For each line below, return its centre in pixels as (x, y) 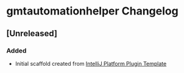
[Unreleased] (32, 33)
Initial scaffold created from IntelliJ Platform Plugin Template (91, 63)
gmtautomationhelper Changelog (92, 11)
